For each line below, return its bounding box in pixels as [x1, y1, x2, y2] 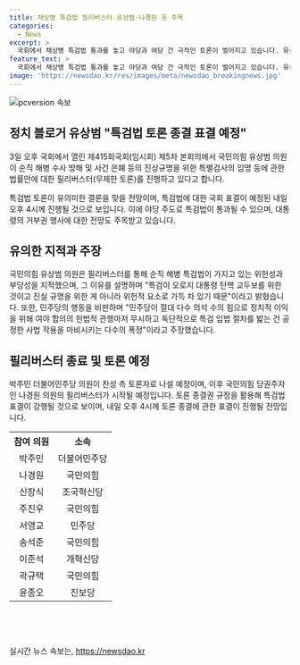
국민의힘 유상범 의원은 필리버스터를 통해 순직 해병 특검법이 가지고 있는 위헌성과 [9, 269, 284, 280]
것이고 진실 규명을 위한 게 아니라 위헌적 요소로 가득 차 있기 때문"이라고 [9, 291, 254, 302]
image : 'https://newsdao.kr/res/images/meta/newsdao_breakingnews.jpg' [9, 72, 281, 80]
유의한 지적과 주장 [9, 243, 102, 258]
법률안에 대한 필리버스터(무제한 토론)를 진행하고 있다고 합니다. [9, 173, 225, 184]
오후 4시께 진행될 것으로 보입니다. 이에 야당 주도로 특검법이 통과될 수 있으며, [9, 203, 274, 215]
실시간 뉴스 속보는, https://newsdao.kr [9, 645, 146, 657]
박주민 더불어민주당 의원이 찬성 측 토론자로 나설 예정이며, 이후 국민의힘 [9, 379, 254, 390]
